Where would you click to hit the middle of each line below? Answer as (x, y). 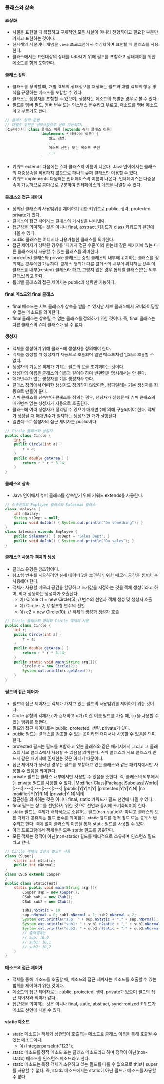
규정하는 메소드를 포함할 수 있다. (52, 93)
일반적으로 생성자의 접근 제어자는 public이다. (55, 421)
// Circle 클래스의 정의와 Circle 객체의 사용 (47, 621)
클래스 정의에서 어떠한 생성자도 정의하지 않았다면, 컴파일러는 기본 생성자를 (82, 385)
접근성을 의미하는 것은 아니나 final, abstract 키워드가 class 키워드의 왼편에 (83, 227)
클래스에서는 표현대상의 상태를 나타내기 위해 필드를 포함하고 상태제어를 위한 (84, 57)
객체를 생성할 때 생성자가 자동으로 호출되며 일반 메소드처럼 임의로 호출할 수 (83, 354)
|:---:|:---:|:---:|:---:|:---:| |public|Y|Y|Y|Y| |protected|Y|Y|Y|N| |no (79, 789)
